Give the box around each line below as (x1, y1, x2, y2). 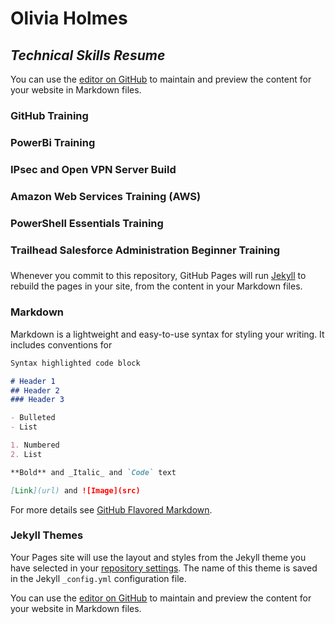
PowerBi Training (10, 135, 96, 149)
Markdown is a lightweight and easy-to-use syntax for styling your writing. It (10, 328, 325, 340)
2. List (10, 449, 43, 459)
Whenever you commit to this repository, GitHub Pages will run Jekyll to (10, 270, 307, 282)
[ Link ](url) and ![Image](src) (10, 485, 141, 496)
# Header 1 (10, 376, 56, 386)
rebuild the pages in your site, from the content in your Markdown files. (10, 280, 303, 292)
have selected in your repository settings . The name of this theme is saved (10, 562, 318, 574)
